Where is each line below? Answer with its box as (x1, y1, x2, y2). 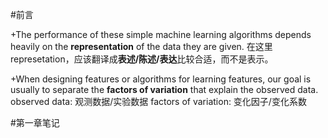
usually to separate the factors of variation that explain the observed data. (10, 84, 319, 95)
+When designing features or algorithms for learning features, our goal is (10, 73, 312, 85)
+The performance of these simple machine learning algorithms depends (10, 29, 312, 40)
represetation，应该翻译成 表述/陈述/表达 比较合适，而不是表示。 (10, 53, 274, 65)
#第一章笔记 (10, 117, 60, 128)
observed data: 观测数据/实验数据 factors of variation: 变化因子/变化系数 (10, 96, 307, 107)
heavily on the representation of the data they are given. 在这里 (10, 41, 273, 52)
